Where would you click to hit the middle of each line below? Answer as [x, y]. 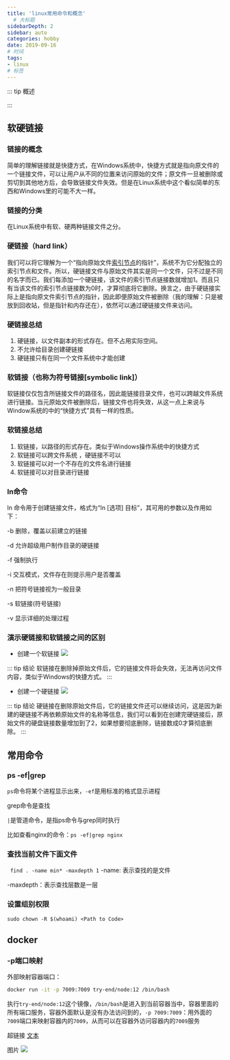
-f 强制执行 [23, 559]
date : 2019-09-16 [32, 45]
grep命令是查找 [29, 805]
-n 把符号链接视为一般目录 [44, 589]
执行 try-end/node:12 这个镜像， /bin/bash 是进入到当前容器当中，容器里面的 [113, 1004]
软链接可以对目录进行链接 [53, 472]
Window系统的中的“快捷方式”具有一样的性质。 [72, 411]
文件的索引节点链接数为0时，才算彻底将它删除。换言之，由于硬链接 [120, 288]
